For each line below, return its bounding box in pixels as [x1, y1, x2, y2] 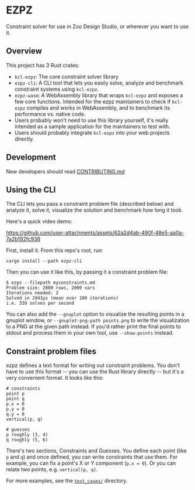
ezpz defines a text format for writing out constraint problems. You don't [6, 362, 180, 369]
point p [6, 391, 25, 397]
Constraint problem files [6, 346, 96, 356]
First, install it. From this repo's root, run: [6, 247, 103, 254]
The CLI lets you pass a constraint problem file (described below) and [6, 200, 174, 207]
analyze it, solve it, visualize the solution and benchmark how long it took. [6, 206, 183, 214]
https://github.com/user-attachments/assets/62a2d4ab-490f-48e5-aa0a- [6, 229, 184, 236]
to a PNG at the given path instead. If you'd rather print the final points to [6, 323, 181, 330]
